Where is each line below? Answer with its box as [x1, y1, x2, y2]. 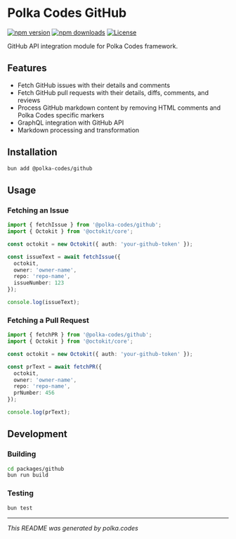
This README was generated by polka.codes [7, 524, 138, 532]
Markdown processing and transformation [17, 125, 140, 134]
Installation [7, 146, 58, 158]
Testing [7, 488, 34, 498]
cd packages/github [7, 465, 65, 472]
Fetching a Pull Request [7, 315, 89, 325]
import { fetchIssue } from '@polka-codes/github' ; [7, 222, 162, 229]
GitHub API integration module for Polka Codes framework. [7, 42, 178, 50]
